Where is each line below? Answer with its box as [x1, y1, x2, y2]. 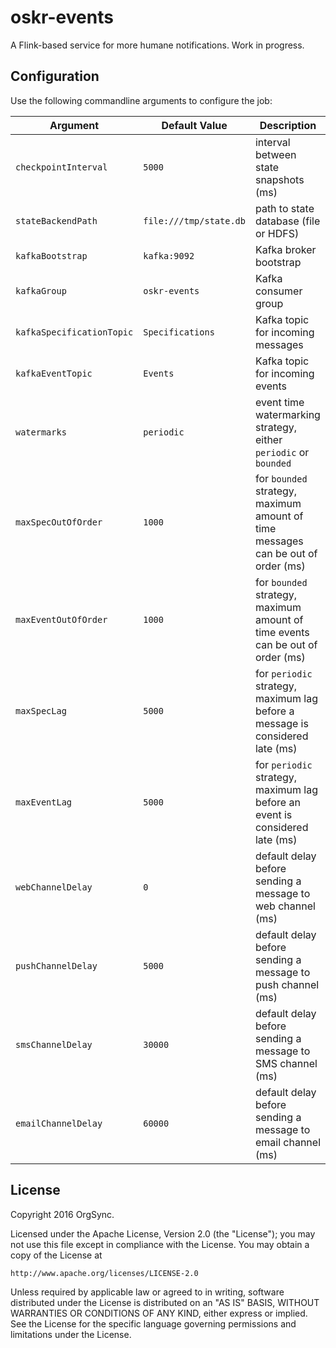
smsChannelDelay [15, 1039, 93, 1050]
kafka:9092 [143, 250, 195, 261]
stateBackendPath [15, 215, 98, 226]
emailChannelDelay [15, 1117, 103, 1129]
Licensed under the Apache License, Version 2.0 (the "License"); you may [10, 1227, 316, 1240]
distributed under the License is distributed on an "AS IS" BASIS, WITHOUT [10, 1296, 320, 1308]
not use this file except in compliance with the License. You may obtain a [10, 1238, 310, 1250]
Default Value [161, 118, 228, 132]
